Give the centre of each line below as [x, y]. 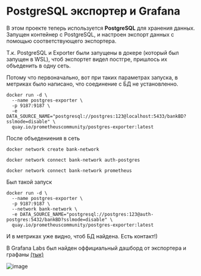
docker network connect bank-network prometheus [69, 171]
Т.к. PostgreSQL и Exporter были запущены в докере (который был [93, 52]
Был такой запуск [29, 182]
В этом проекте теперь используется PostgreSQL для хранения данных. [101, 28]
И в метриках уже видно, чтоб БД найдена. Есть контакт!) [82, 236]
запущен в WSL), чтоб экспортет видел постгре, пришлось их [87, 59]
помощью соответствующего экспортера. [62, 41]
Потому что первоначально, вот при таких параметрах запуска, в [92, 77]
